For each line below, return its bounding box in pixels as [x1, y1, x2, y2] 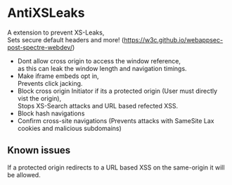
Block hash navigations [17, 109, 85, 117]
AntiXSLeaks [7, 5, 85, 21]
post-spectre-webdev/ [7, 43, 72, 51]
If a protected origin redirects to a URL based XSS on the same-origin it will [7, 163, 225, 172]
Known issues [7, 144, 71, 156]
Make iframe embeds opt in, [17, 72, 100, 80]
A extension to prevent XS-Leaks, [7, 28, 105, 37]
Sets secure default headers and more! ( [7, 35, 124, 44]
